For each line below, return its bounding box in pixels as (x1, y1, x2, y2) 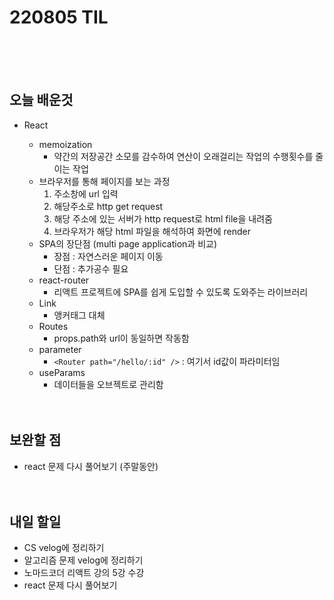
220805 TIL (9, 6, 109, 29)
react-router (38, 274, 90, 286)
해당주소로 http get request (53, 200, 164, 212)
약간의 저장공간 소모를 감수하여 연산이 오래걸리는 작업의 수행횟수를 (53, 150, 314, 162)
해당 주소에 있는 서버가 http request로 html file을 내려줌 (53, 212, 273, 225)
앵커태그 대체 (53, 309, 106, 321)
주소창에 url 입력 (53, 187, 119, 200)
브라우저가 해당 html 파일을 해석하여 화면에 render (53, 225, 251, 237)
